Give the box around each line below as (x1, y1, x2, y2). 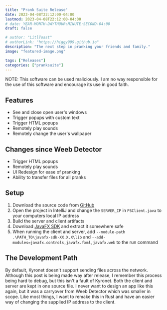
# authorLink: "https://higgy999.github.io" (5, 39, 99, 45)
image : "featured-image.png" (5, 48, 66, 54)
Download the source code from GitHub (12, 202, 95, 208)
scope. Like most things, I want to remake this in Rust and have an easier (5, 293, 155, 299)
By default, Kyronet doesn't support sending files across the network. (5, 267, 148, 273)
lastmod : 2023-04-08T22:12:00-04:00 (5, 16, 81, 21)
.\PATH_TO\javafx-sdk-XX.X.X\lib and (12, 233, 91, 240)
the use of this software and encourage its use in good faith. (5, 81, 129, 87)
